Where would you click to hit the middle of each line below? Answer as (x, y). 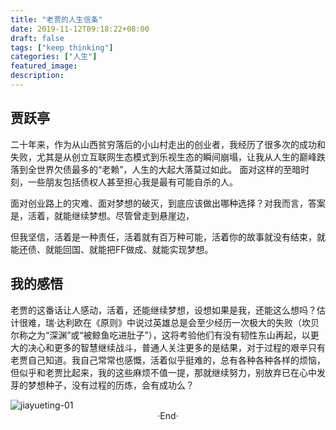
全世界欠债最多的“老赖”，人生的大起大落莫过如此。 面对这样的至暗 (164, 169)
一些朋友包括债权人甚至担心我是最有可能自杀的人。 (132, 182)
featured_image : (44, 66)
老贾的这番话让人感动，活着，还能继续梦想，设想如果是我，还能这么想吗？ (163, 310)
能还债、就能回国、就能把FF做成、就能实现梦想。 (112, 249)
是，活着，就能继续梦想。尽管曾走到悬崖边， (102, 215)
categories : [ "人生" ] (54, 57)
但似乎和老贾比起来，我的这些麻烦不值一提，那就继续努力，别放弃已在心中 (163, 372)
